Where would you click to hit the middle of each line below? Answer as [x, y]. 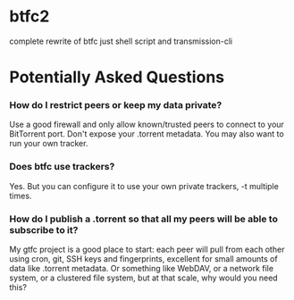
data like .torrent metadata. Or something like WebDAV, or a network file [142, 269]
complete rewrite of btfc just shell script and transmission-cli [121, 41]
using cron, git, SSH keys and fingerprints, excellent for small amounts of [144, 259]
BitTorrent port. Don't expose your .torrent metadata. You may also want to [147, 134]
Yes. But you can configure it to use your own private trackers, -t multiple [144, 186]
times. [21, 196]
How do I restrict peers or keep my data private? [116, 105]
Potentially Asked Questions [117, 77]
